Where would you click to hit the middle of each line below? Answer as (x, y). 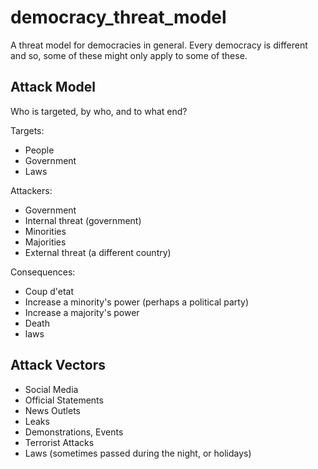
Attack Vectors (58, 365)
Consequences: (43, 272)
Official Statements (64, 400)
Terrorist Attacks (59, 442)
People (39, 150)
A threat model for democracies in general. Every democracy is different (159, 45)
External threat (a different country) (98, 252)
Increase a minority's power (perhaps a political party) (137, 302)
